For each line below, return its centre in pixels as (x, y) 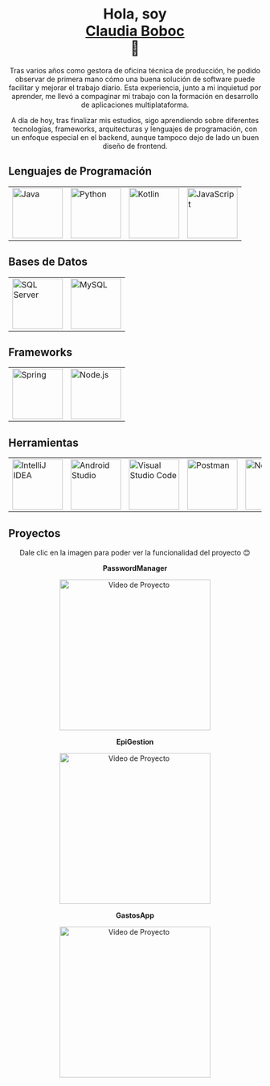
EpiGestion (135, 742)
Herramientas (43, 442)
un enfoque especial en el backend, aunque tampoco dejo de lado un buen (135, 137)
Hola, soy (135, 14)
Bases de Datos (48, 262)
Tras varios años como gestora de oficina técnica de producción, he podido (135, 70)
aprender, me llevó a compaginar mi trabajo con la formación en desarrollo (135, 96)
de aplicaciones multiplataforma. (135, 105)
